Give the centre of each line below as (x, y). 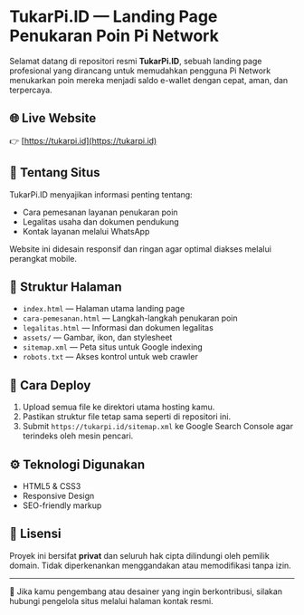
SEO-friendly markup (62, 505)
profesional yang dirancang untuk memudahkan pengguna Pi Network (140, 71)
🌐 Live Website (53, 118)
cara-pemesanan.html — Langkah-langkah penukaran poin (130, 318)
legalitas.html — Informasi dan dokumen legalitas (118, 328)
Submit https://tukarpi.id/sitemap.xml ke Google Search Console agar (158, 427)
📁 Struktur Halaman (66, 287)
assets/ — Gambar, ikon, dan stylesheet (97, 338)
